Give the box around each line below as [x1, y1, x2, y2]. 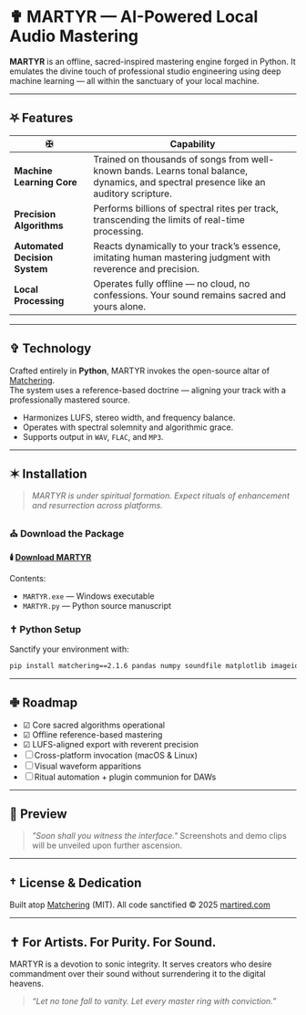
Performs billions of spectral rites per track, [93, 202, 280, 215]
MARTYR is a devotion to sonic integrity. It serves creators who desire [9, 958, 272, 969]
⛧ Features [9, 110, 74, 126]
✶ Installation [9, 466, 88, 481]
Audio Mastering [9, 26, 139, 47]
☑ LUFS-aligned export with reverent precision [22, 738, 199, 749]
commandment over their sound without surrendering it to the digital [9, 968, 266, 979]
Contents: [9, 572, 46, 583]
